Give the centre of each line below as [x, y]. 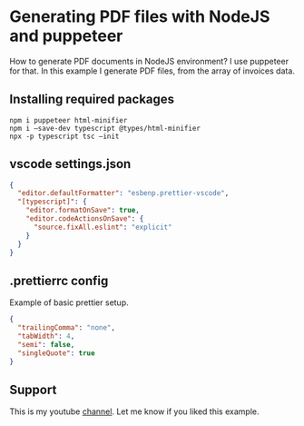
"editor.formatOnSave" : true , [83, 211]
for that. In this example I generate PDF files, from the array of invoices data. [152, 71]
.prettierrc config [59, 280]
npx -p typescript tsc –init [64, 136]
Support [33, 389]
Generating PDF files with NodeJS [140, 17]
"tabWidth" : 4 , [46, 336]
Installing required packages [92, 99]
